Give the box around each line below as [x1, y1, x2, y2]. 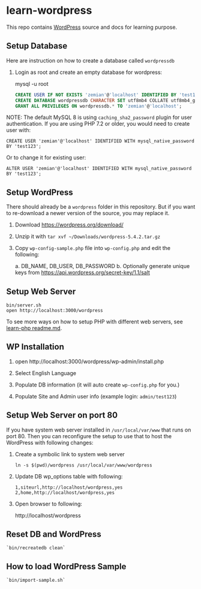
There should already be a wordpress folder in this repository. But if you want [6, 203, 196, 210]
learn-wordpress [6, 4, 92, 17]
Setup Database [6, 41, 68, 51]
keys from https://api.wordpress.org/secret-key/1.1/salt [14, 269, 150, 276]
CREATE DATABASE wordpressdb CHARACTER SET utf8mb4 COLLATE [14, 97, 169, 103]
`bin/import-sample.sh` [6, 578, 66, 584]
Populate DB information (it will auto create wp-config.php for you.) [14, 381, 180, 388]
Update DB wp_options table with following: [14, 472, 123, 480]
